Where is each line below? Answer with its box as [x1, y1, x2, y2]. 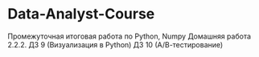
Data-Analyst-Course [7, 5, 155, 23]
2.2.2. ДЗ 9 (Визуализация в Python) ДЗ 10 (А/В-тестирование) [7, 39, 224, 49]
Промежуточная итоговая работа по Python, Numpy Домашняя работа [7, 31, 251, 41]
